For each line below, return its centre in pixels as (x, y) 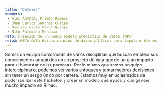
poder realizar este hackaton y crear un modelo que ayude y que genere (77, 80)
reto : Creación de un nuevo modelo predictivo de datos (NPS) (69, 37)
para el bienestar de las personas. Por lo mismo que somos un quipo (73, 65)
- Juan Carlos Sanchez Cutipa (38, 23)
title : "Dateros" (23, 9)
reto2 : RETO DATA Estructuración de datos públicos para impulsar (73, 41)
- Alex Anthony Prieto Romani (38, 18)
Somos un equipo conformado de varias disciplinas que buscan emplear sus (81, 54)
